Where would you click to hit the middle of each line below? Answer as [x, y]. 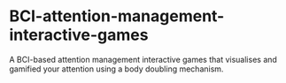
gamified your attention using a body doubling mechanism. [116, 69]
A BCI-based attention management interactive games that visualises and [143, 59]
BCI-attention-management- [117, 16]
